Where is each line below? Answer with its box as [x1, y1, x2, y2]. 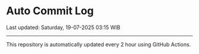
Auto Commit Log [6, 4, 94, 18]
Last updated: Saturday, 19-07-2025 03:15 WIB [6, 24, 120, 31]
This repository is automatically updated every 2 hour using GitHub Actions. [6, 40, 191, 48]
